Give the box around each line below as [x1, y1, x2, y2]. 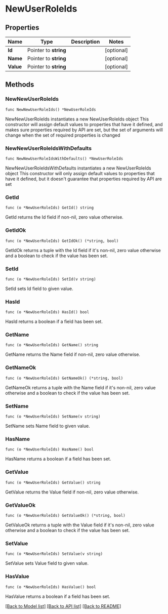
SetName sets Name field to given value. [5, 423, 90, 429]
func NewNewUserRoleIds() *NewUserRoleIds [5, 107, 96, 112]
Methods [5, 80, 34, 89]
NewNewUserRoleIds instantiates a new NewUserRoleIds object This [5, 116, 149, 122]
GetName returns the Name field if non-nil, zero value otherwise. [5, 351, 141, 357]
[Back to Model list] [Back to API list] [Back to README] [5, 603, 121, 609]
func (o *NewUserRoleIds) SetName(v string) [5, 414, 101, 419]
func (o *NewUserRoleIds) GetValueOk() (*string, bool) [5, 513, 125, 518]
